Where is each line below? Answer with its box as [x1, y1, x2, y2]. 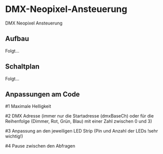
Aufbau [5, 34, 29, 43]
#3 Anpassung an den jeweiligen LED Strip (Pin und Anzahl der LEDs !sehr [5, 128, 158, 134]
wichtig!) [5, 133, 23, 139]
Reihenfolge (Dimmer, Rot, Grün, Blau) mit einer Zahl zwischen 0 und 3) [5, 118, 152, 124]
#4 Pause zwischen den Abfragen [5, 143, 75, 149]
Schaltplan [5, 62, 40, 71]
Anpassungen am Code [5, 90, 80, 98]
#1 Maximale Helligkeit [5, 103, 51, 109]
